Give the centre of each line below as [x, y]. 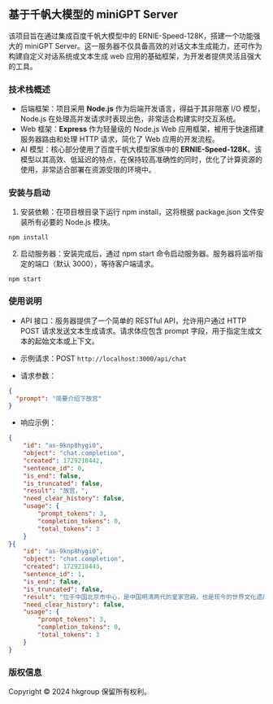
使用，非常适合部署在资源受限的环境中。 [88, 170]
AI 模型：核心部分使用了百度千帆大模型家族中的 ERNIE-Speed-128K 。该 [141, 150]
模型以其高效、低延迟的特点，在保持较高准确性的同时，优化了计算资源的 [141, 160]
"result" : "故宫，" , [56, 491]
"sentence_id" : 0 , [54, 468]
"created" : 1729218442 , [63, 461]
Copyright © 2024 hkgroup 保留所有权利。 [80, 691]
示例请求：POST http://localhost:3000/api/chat [103, 358]
